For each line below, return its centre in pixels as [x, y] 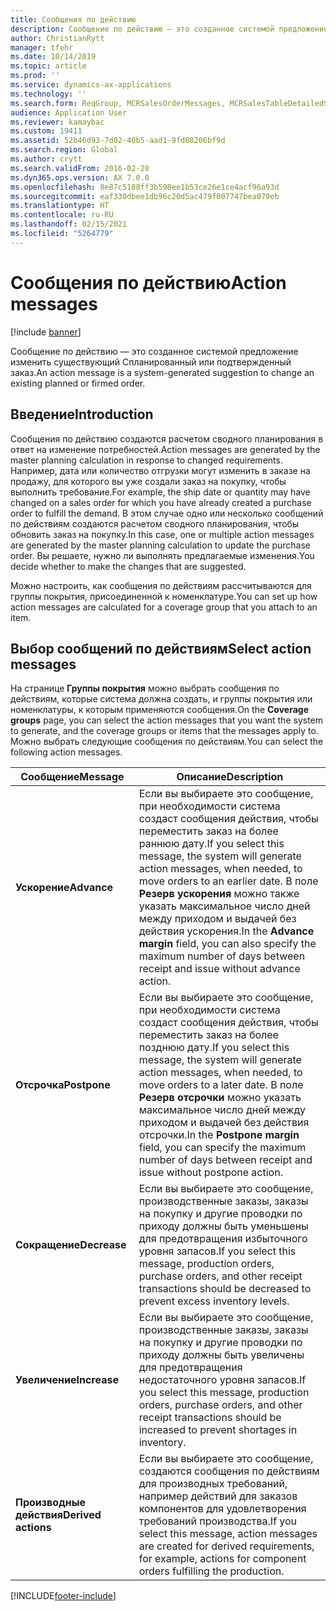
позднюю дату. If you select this [214, 1048]
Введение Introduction [82, 414]
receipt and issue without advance [219, 969]
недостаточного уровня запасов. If [222, 1380]
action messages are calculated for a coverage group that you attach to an [164, 607]
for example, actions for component [222, 1559]
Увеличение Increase [67, 1380]
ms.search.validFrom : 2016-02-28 [80, 168]
